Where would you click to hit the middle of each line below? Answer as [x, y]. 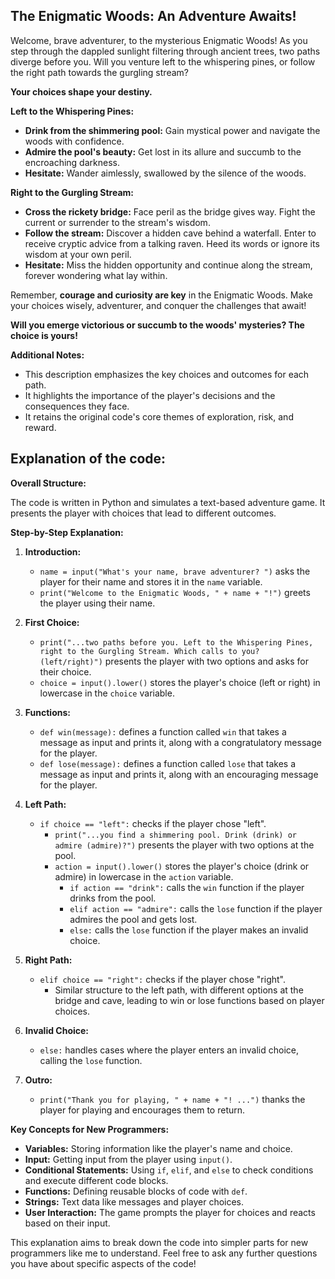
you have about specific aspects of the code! [103, 1263]
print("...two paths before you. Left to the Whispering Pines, [176, 642]
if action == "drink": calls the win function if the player [187, 887]
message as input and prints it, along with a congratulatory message [180, 742]
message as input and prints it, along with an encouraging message [179, 774]
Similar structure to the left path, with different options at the [179, 990]
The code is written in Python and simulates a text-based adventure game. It [168, 502]
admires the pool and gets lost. [133, 919]
